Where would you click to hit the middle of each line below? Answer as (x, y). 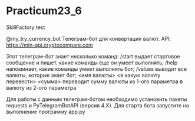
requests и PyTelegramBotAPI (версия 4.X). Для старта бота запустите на (98, 105)
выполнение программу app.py (46, 112)
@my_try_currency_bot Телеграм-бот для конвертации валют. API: (89, 38)
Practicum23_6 (44, 11)
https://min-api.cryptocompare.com (49, 45)
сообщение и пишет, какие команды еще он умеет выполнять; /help (92, 63)
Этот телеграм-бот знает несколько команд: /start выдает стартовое (93, 56)
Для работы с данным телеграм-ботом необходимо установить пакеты (97, 99)
